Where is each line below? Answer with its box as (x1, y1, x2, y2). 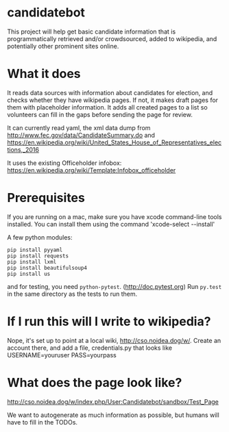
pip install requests (7, 252, 69, 259)
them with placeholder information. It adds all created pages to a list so (7, 103, 208, 111)
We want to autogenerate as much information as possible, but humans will (7, 411, 219, 419)
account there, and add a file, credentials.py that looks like (7, 344, 173, 352)
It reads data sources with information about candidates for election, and (7, 88, 213, 97)
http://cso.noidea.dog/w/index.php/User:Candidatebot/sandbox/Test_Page (7, 397, 219, 405)
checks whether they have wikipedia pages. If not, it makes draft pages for (7, 96, 218, 104)
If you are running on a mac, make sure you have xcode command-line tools (7, 212, 222, 220)
